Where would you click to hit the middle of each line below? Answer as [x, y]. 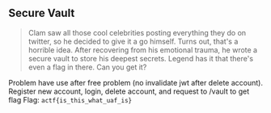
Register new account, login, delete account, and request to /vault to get [129, 91]
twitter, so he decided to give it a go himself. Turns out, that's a [133, 41]
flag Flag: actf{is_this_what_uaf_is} [70, 99]
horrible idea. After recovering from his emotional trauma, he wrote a [142, 50]
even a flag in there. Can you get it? [87, 67]
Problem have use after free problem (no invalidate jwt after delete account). [135, 82]
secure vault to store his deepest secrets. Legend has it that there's [140, 58]
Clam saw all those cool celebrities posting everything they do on [137, 32]
